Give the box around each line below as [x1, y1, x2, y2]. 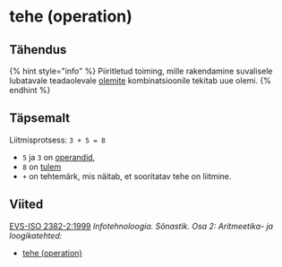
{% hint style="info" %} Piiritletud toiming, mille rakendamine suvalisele [9, 65, 273, 76]
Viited [9, 197, 44, 212]
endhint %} [9, 85, 51, 95]
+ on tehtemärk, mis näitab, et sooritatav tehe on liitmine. [21, 170, 232, 181]
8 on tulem [21, 161, 62, 172]
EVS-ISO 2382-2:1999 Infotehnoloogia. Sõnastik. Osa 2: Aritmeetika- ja [9, 220, 274, 231]
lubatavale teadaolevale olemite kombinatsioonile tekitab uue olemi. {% [9, 75, 271, 86]
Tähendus [9, 42, 67, 57]
